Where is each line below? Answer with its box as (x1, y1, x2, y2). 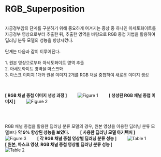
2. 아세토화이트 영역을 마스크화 (5, 65, 63, 71)
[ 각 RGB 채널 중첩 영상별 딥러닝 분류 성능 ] (37, 135, 117, 141)
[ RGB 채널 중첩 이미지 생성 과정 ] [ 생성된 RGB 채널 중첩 (5, 92, 151, 98)
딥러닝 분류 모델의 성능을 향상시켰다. (5, 37, 73, 43)
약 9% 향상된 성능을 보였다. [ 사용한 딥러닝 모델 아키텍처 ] (17, 129, 135, 135)
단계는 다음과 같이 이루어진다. (5, 48, 61, 54)
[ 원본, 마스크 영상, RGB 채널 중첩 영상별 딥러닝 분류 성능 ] (5, 141, 113, 147)
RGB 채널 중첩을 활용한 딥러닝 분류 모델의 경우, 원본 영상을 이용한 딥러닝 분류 (5, 123, 150, 129)
